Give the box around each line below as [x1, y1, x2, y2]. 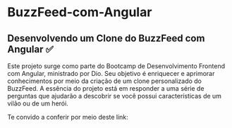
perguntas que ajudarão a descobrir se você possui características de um [7, 92, 222, 100]
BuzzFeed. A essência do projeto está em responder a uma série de [7, 84, 204, 92]
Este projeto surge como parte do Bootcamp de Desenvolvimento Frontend [7, 62, 226, 70]
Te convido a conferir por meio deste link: [7, 113, 128, 121]
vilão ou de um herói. [7, 99, 68, 108]
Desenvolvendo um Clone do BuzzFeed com [7, 32, 205, 44]
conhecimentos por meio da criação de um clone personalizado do [7, 77, 202, 85]
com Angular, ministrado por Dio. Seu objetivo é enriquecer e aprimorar [7, 70, 215, 77]
